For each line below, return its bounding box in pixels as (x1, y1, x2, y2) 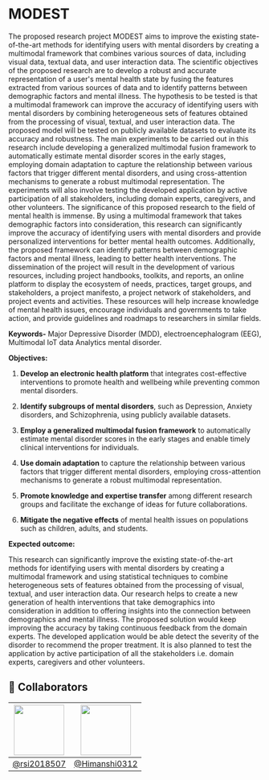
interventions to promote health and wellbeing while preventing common (19, 377, 260, 387)
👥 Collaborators (8, 680, 88, 694)
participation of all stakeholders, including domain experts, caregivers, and (8, 194, 256, 203)
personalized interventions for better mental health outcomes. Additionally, (8, 236, 255, 246)
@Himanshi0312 (73, 757, 138, 769)
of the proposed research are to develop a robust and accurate (8, 65, 217, 75)
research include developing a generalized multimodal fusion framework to (8, 142, 257, 152)
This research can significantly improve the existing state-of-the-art (8, 554, 233, 564)
